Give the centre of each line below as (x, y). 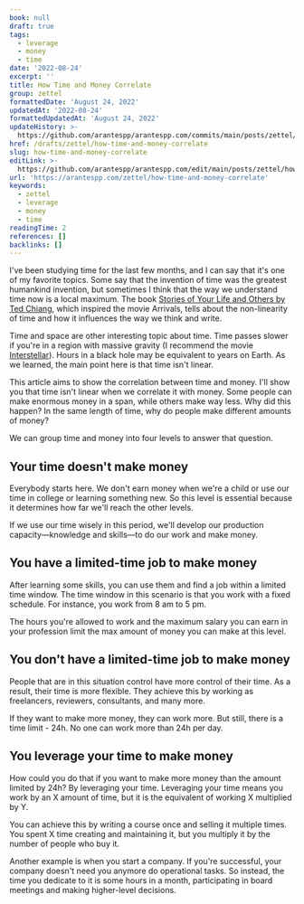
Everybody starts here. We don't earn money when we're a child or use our (149, 488)
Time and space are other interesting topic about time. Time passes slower (149, 336)
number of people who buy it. (65, 843)
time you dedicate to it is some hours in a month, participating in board (141, 880)
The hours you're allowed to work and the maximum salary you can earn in (148, 621)
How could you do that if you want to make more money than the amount (146, 777)
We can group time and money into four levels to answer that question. (141, 438)
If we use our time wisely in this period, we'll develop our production (137, 525)
